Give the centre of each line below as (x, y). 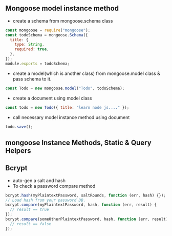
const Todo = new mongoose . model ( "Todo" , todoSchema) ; (65, 88)
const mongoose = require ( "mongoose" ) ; (48, 30)
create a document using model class (52, 98)
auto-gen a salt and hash (39, 180)
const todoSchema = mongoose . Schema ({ (47, 35)
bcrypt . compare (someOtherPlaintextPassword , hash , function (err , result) (87, 219)
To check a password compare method (54, 186)
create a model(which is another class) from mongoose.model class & (86, 73)
